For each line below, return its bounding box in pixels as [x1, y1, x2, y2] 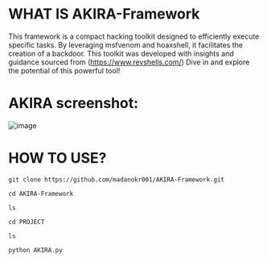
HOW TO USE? [8, 149, 107, 168]
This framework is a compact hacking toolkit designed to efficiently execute [8, 31, 260, 41]
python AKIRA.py [8, 246, 63, 254]
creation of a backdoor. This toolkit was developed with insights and [8, 48, 235, 58]
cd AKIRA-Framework [8, 189, 74, 198]
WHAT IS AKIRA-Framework [8, 5, 200, 23]
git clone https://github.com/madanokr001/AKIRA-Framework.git [8, 175, 225, 184]
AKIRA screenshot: [8, 94, 139, 113]
